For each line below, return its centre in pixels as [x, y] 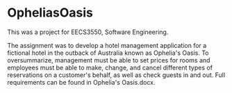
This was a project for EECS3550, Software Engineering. [88, 32]
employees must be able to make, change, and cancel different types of [110, 67]
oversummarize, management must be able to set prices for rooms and [109, 60]
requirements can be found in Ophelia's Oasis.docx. [81, 82]
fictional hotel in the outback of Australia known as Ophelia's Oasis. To [108, 53]
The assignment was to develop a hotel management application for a [107, 45]
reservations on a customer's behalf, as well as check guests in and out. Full [116, 75]
